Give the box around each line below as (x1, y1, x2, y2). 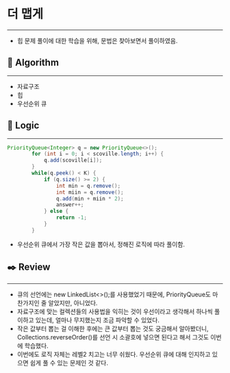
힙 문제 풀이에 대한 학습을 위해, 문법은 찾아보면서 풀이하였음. (16, 36, 178, 44)
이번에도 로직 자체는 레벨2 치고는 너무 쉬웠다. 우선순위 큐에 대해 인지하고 (16, 350, 211, 358)
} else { (43, 208, 69, 215)
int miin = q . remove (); (55, 189, 125, 196)
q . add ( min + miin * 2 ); (55, 195, 125, 202)
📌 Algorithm (7, 57, 60, 68)
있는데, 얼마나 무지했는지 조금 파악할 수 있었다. (35, 316, 159, 324)
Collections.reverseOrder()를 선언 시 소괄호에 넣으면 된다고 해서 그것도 (16, 333, 209, 341)
